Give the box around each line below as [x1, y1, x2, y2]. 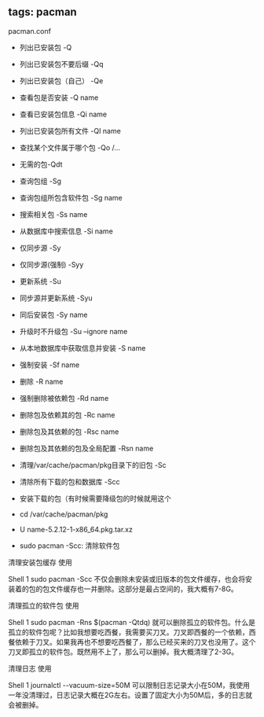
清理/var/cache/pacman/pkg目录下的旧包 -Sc [19, 460, 167, 469]
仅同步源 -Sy [19, 243, 61, 252]
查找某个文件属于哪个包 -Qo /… [19, 142, 120, 152]
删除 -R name [19, 377, 64, 386]
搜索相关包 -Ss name [19, 209, 88, 219]
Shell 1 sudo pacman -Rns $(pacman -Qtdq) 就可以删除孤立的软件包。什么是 [8, 617, 256, 627]
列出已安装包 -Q [19, 42, 72, 52]
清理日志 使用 [8, 664, 52, 673]
